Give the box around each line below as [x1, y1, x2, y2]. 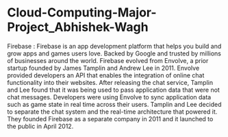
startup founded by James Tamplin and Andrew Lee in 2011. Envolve [7, 64, 200, 72]
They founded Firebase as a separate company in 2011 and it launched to [7, 114, 214, 123]
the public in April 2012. [7, 122, 74, 130]
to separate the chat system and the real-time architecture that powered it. [7, 108, 218, 116]
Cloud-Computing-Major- [7, 5, 157, 21]
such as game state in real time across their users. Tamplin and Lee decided [7, 100, 222, 108]
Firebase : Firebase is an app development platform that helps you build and [7, 42, 222, 50]
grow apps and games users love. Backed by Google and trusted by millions [7, 49, 221, 58]
